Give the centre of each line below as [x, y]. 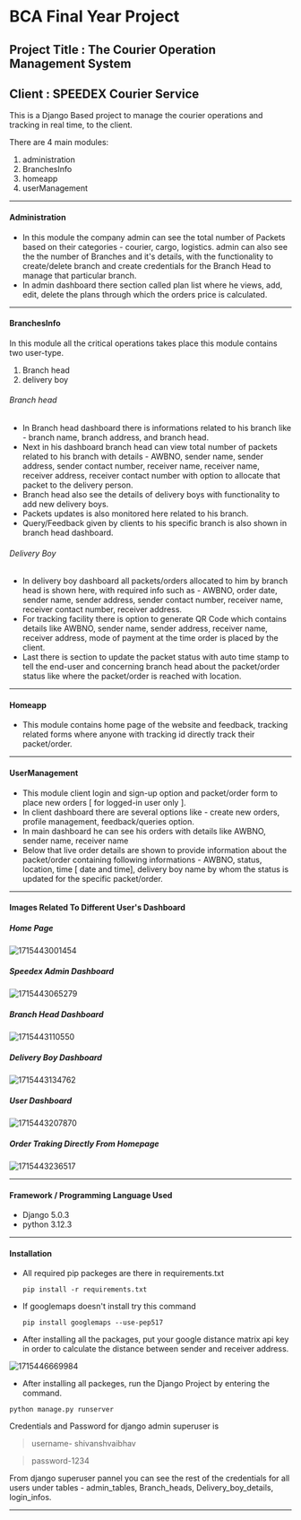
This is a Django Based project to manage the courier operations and [136, 116]
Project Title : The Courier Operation [113, 50]
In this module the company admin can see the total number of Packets [154, 237]
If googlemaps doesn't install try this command [109, 1307]
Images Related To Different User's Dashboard [98, 908]
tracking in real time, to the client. [71, 125]
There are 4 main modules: [59, 142]
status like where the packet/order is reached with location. [132, 676]
